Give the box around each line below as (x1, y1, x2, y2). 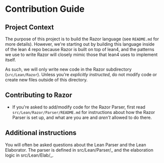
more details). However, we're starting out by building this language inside (5, 41, 155, 47)
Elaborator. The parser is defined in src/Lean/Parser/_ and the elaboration (5, 147, 153, 153)
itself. (5, 57, 16, 62)
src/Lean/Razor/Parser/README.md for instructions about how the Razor (12, 109, 155, 115)
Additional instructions (5, 129, 77, 137)
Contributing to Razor (5, 91, 72, 99)
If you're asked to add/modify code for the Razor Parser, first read (12, 104, 145, 110)
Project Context (5, 23, 54, 31)
